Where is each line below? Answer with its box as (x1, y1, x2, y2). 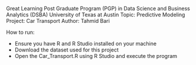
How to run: (6, 29, 35, 36)
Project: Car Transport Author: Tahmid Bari (6, 18, 110, 24)
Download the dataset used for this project (14, 46, 119, 53)
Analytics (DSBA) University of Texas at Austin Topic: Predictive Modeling (6, 11, 185, 18)
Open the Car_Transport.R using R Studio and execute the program (14, 53, 178, 59)
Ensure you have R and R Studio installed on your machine (14, 40, 157, 47)
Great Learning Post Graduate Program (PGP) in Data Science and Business (6, 5, 190, 12)
